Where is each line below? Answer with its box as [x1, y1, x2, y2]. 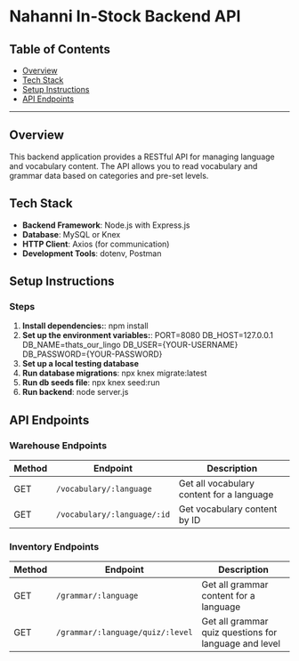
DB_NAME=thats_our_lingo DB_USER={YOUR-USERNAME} [21, 340, 238, 351]
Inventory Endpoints [9, 540, 100, 552]
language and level [201, 638, 281, 650]
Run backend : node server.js [21, 387, 129, 398]
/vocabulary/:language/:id [56, 510, 171, 520]
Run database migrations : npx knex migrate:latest [21, 367, 207, 379]
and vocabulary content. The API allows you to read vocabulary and [9, 160, 258, 171]
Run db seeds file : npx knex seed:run [21, 377, 160, 388]
